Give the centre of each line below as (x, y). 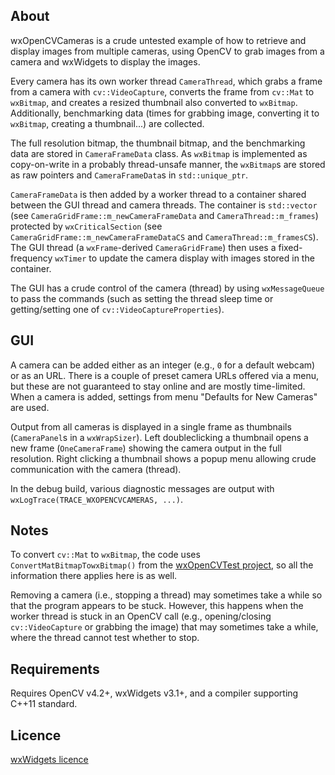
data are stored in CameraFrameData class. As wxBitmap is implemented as (159, 153)
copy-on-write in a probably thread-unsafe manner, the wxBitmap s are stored (168, 164)
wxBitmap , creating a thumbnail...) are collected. (107, 123)
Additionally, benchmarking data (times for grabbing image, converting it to (165, 113)
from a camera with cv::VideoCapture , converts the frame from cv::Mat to (162, 91)
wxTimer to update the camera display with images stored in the (184, 258)
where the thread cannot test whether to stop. (105, 638)
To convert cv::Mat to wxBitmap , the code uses (105, 555)
